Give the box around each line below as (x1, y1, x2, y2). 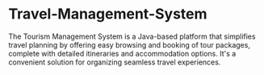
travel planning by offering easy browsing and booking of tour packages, (8, 40, 250, 49)
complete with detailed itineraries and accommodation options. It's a (8, 48, 237, 58)
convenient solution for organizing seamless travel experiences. (8, 57, 221, 67)
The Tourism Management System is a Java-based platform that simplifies (8, 31, 256, 41)
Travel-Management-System (8, 5, 207, 23)
